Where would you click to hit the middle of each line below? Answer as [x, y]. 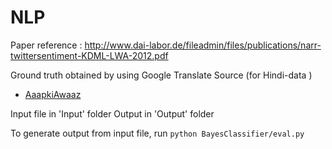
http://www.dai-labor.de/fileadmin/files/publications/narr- [203, 45]
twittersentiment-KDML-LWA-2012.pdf [89, 55]
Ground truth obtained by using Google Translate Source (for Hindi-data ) [161, 75]
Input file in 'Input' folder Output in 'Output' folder [112, 113]
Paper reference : [46, 45]
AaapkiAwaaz [53, 94]
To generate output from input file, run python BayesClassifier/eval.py [157, 133]
